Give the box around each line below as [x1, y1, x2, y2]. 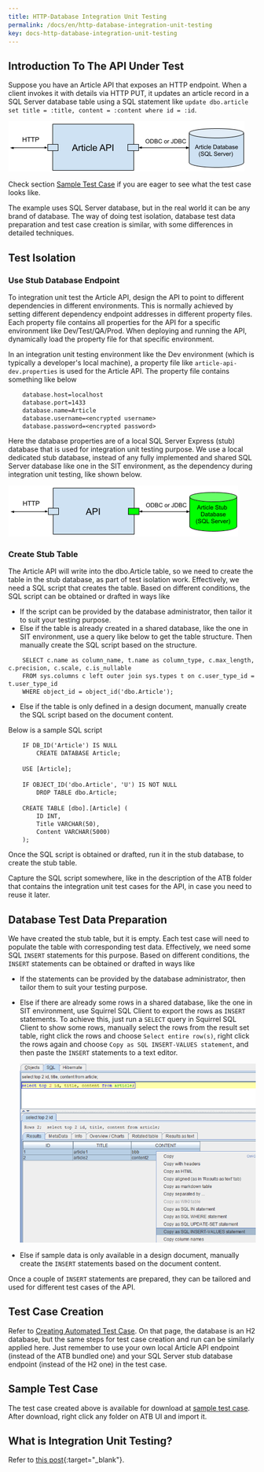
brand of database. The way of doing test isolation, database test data [8, 212, 236, 221]
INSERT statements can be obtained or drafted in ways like [8, 958, 195, 968]
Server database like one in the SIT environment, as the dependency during [8, 461, 253, 470]
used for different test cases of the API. [8, 1282, 136, 1292]
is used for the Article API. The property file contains [59, 366, 230, 375]
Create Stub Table [8, 548, 79, 559]
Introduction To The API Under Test [8, 59, 185, 72]
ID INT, [36, 813, 61, 821]
